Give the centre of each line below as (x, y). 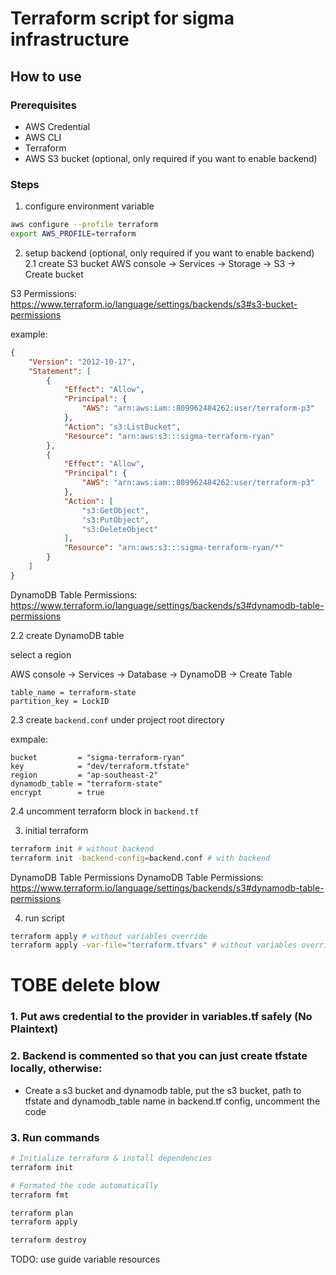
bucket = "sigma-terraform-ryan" (98, 757)
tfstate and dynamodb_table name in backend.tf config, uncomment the (172, 1101)
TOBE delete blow (85, 985)
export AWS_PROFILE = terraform (73, 234)
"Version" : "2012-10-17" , (82, 362)
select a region (41, 654)
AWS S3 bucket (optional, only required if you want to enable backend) (171, 158)
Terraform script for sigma (122, 18)
